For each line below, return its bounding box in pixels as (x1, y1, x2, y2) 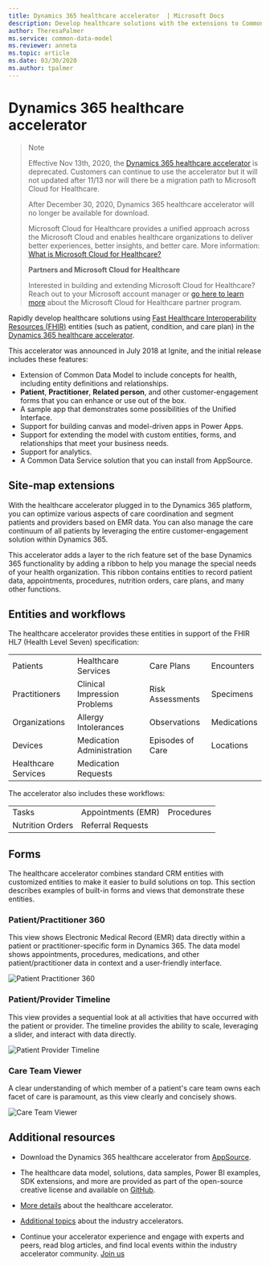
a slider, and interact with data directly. (8, 1029, 137, 1039)
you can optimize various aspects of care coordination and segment (8, 509, 235, 518)
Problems (76, 699, 113, 710)
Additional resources (8, 1131, 116, 1144)
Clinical (76, 678, 105, 690)
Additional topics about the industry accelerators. (19, 1216, 184, 1226)
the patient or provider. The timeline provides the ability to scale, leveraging (8, 1021, 259, 1030)
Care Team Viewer (8, 1065, 82, 1076)
